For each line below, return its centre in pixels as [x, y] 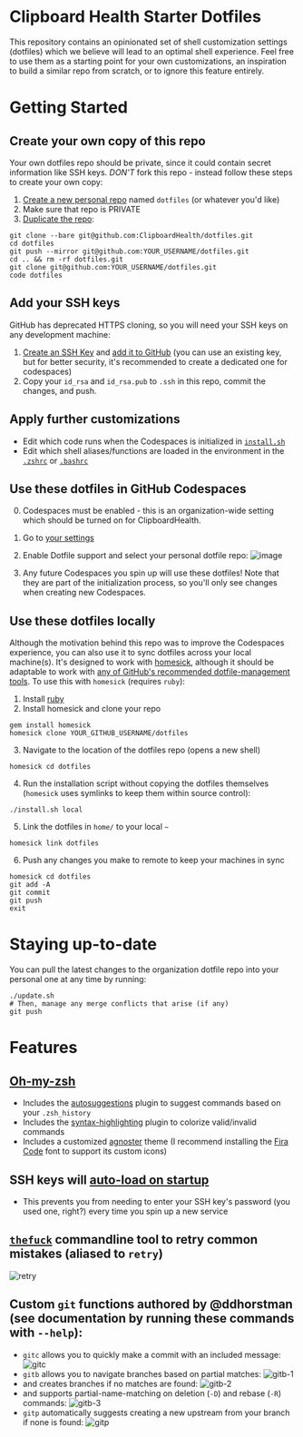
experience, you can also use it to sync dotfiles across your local [131, 653]
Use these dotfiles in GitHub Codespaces [128, 489]
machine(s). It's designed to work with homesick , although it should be [142, 662]
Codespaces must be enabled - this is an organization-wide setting [148, 511]
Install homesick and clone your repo [92, 709]
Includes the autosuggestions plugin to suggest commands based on [151, 1103]
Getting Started [69, 108]
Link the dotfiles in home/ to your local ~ [96, 827]
